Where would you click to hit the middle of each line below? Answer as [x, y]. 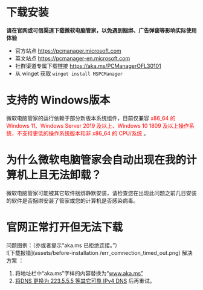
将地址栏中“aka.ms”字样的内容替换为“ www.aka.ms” [79, 273]
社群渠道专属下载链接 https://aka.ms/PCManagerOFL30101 [88, 66]
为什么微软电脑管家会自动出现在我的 [96, 160]
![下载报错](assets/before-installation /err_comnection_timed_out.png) [93, 252]
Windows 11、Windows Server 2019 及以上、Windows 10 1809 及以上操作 [98, 125]
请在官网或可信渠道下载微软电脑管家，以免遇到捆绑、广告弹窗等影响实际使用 [101, 30]
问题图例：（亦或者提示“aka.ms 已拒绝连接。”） [63, 245]
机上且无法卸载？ [60, 175]
